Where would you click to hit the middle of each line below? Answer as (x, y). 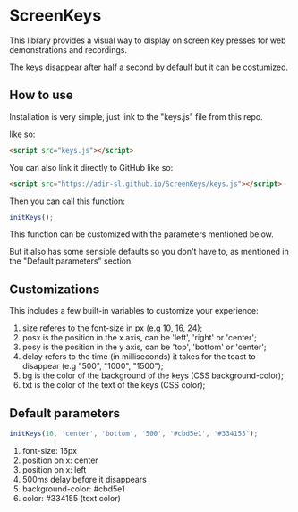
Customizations (55, 289)
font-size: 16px (50, 450)
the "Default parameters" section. (72, 261)
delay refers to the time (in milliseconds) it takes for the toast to (139, 357)
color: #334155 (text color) (71, 498)
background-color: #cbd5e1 (73, 489)
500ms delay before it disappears (85, 479)
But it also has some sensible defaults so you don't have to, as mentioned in (149, 252)
